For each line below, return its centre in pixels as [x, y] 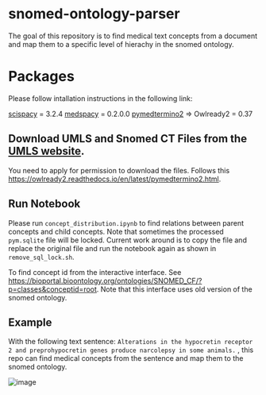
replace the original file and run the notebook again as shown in [112, 248]
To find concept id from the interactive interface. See [95, 272]
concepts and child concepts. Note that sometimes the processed [116, 231]
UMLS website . [46, 151]
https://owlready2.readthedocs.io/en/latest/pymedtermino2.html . [115, 179]
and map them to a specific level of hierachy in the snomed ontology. [121, 44]
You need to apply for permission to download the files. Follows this [119, 170]
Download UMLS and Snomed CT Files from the [128, 139]
